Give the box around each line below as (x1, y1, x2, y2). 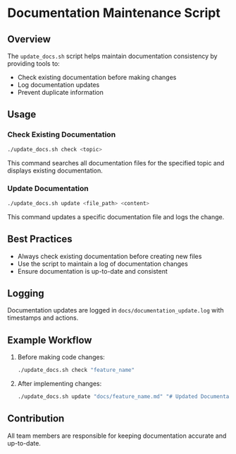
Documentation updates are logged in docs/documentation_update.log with (7, 306, 224, 315)
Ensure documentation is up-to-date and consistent (17, 267, 168, 275)
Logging (7, 287, 44, 299)
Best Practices (7, 233, 73, 245)
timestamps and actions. (7, 313, 79, 322)
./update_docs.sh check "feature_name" (17, 366, 135, 374)
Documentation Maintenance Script (7, 5, 221, 21)
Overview (7, 33, 51, 45)
